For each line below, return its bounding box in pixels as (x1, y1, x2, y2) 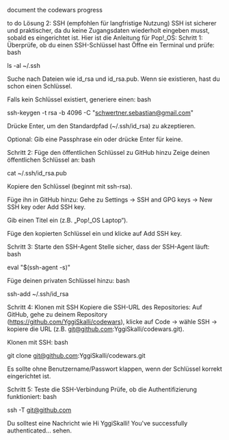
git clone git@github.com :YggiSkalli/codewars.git (7, 352, 146, 359)
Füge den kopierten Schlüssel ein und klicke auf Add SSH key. (7, 230, 183, 237)
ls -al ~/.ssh (7, 62, 41, 69)
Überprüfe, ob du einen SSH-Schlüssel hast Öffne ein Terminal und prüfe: (7, 41, 215, 49)
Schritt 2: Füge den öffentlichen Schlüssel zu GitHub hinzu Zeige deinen (7, 149, 211, 156)
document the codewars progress (7, 6, 103, 14)
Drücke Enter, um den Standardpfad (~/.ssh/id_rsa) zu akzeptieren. (7, 122, 196, 130)
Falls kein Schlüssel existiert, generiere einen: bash (7, 95, 152, 103)
